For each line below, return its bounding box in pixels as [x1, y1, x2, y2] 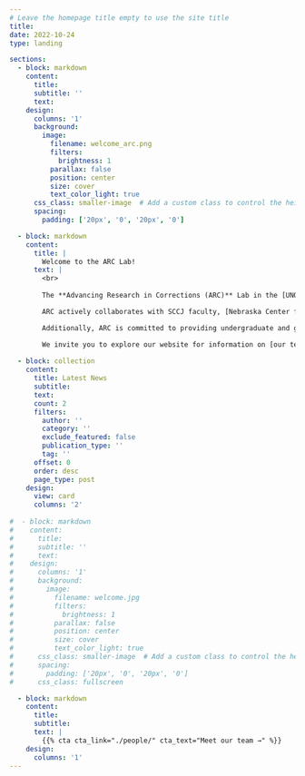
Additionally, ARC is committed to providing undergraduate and [42, 323, 290, 332]
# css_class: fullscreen [9, 677, 124, 686]
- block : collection [17, 357, 95, 366]
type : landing [9, 38, 64, 48]
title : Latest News [33, 374, 107, 383]
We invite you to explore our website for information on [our [42, 339, 286, 349]
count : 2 [33, 398, 67, 408]
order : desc [33, 467, 79, 476]
